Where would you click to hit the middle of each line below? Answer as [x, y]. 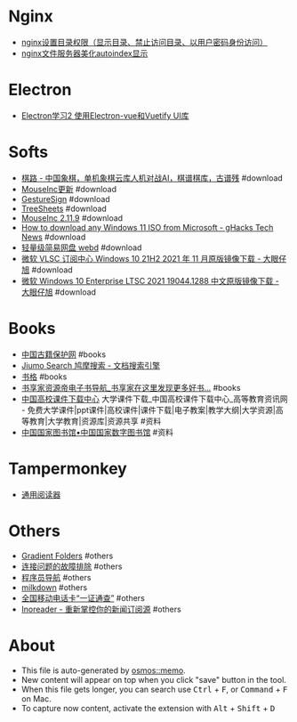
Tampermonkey [68, 468]
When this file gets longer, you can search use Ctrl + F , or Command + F [154, 689]
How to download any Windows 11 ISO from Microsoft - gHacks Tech [147, 227]
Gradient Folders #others [67, 556]
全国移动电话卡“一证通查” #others [83, 597]
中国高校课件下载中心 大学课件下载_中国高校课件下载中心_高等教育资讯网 [154, 399]
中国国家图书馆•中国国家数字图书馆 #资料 [97, 432]
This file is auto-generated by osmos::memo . [103, 670]
